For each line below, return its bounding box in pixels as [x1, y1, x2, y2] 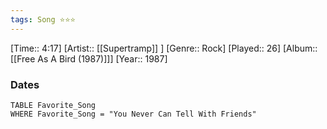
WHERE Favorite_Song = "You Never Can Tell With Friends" [10, 109, 257, 119]
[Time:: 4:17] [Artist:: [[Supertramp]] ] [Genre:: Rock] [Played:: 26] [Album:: [10, 42, 318, 54]
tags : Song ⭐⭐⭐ [10, 14, 76, 25]
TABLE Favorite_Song [10, 100, 97, 110]
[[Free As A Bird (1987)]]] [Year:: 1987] [10, 52, 168, 65]
